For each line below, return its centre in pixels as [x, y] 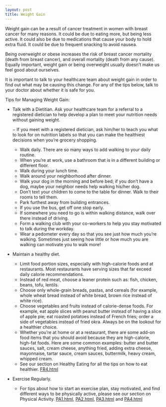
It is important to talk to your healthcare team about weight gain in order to [81, 79]
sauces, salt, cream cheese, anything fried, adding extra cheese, [86, 348]
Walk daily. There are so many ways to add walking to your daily [85, 149]
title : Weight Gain [25, 14]
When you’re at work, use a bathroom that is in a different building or [90, 160]
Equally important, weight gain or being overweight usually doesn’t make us [82, 65]
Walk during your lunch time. [49, 170]
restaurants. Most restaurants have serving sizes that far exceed [85, 269]
